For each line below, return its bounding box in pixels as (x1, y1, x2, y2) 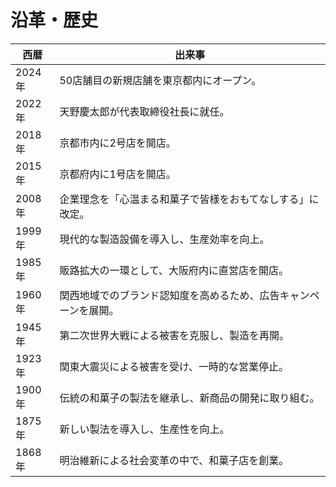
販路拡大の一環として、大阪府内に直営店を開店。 (59, 263, 290, 277)
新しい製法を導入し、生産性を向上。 (59, 422, 230, 436)
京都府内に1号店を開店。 (59, 167, 177, 181)
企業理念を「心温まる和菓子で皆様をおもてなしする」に (59, 192, 320, 206)
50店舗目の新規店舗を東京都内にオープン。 (59, 73, 262, 87)
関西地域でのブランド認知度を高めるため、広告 (59, 288, 280, 302)
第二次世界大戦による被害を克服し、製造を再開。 (59, 328, 290, 342)
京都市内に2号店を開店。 (59, 136, 177, 150)
